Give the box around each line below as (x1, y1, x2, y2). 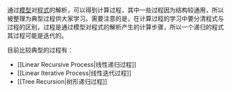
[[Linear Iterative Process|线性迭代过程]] (16, 69, 132, 77)
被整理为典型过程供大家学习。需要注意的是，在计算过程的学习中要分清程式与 (7, 14, 224, 22)
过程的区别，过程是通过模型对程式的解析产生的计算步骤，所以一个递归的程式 (7, 23, 224, 31)
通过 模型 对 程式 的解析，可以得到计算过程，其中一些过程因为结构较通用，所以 (7, 6, 224, 14)
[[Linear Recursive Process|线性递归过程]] (16, 61, 137, 68)
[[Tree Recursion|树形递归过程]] (16, 78, 108, 85)
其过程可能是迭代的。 (7, 31, 67, 40)
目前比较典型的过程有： (7, 46, 74, 54)
